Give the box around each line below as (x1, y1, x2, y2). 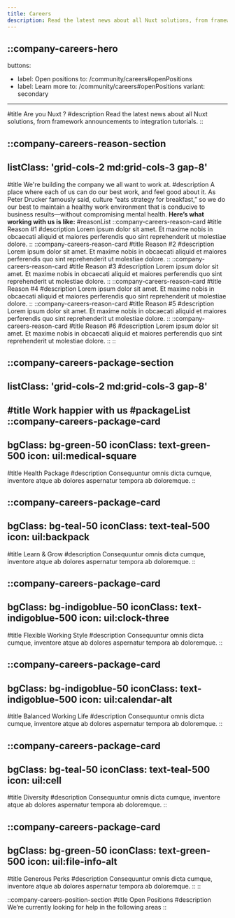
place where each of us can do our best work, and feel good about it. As (7, 187, 216, 196)
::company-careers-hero (7, 43, 118, 55)
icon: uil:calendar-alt (79, 693, 173, 705)
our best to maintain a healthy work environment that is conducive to (7, 203, 205, 211)
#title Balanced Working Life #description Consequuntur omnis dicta (7, 712, 205, 720)
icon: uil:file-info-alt (27, 856, 117, 868)
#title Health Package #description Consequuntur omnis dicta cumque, (7, 469, 212, 477)
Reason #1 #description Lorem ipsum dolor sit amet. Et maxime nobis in (7, 225, 213, 233)
